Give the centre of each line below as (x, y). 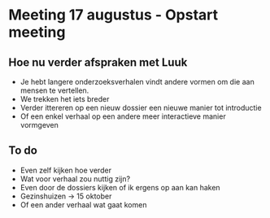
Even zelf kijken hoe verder (66, 170)
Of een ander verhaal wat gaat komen (83, 204)
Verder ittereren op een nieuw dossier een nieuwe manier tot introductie (141, 108)
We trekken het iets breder (65, 99)
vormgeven (39, 125)
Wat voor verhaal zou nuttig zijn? (75, 179)
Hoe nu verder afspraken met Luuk (98, 62)
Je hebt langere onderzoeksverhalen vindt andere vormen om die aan (137, 82)
